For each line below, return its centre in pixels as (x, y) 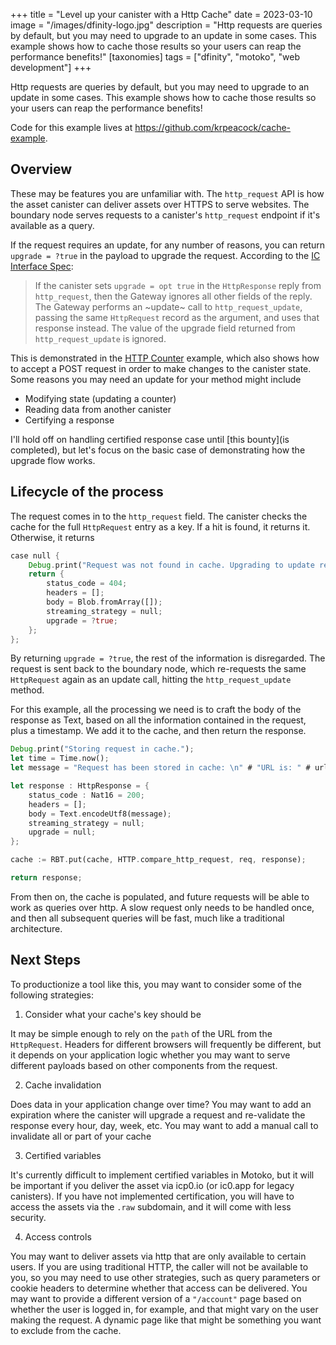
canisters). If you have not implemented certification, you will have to (152, 1196)
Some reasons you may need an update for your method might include (156, 379)
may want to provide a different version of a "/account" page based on (156, 1298)
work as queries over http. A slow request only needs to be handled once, (162, 907)
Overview (41, 169)
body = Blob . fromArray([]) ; (104, 602)
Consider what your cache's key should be (113, 1014)
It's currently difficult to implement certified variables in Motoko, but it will (162, 1175)
